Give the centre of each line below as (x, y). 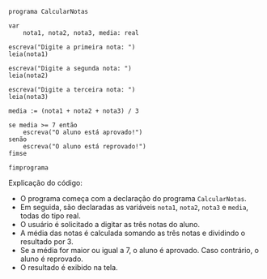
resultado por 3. (47, 242)
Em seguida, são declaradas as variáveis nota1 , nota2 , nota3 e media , (134, 207)
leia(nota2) (28, 75)
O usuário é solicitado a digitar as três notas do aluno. (110, 224)
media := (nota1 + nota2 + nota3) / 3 (74, 111)
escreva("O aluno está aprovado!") (83, 132)
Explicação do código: (46, 183)
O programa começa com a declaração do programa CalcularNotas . (133, 198)
